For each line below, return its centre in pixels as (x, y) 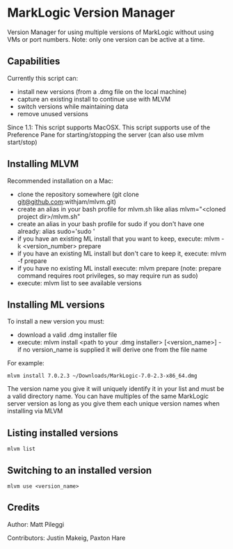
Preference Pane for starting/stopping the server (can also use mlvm (105, 134)
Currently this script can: (43, 78)
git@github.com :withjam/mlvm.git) (67, 201)
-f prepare (32, 261)
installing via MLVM (35, 411)
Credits (24, 508)
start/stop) (22, 142)
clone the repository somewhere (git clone (78, 194)
